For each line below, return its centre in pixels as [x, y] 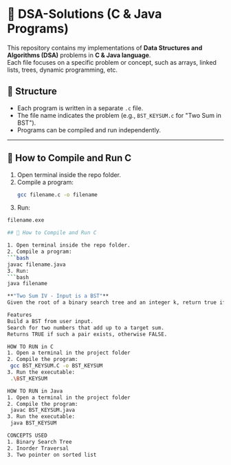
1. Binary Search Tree [40, 442]
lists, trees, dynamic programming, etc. [63, 70]
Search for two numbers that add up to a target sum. [86, 328]
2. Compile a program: [40, 252]
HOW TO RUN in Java [35, 391]
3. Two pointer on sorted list [52, 455]
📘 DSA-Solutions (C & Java [85, 14]
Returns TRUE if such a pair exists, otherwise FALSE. [87, 334]
